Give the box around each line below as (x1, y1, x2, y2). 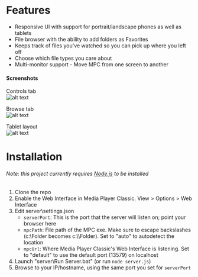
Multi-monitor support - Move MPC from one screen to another (14, 60, 169, 68)
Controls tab (6, 88, 37, 95)
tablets (14, 29, 32, 36)
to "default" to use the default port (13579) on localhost (23, 251, 158, 258)
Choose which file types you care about (14, 54, 112, 62)
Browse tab (6, 105, 34, 112)
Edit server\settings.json (14, 207, 74, 214)
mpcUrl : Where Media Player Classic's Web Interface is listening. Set (23, 245, 189, 252)
